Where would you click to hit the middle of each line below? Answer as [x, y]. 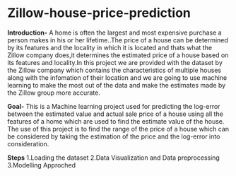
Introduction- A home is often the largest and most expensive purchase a [114, 33]
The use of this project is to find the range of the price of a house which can [118, 129]
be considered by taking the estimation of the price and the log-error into [114, 136]
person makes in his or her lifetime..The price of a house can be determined [118, 40]
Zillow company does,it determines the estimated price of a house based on [118, 55]
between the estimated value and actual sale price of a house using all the [116, 114]
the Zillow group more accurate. [54, 93]
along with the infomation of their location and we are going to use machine [117, 77]
